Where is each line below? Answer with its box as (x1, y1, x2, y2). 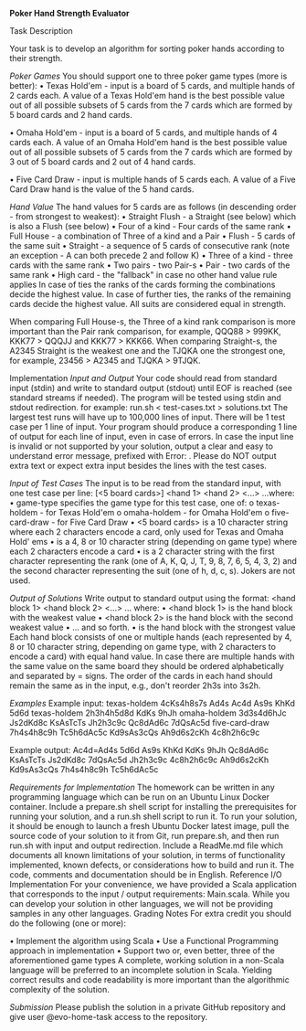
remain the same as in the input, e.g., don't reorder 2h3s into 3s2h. (9, 680, 261, 691)
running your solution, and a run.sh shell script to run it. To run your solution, (9, 811, 298, 822)
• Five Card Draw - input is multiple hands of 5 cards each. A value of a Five (9, 174, 296, 185)
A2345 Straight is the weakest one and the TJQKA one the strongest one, (9, 345, 286, 356)
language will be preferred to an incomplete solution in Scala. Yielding (9, 964, 272, 975)
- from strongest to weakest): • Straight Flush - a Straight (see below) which (9, 211, 297, 222)
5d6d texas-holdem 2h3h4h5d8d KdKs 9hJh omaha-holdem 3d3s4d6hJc (9, 707, 288, 718)
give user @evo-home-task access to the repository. (9, 1012, 208, 1022)
